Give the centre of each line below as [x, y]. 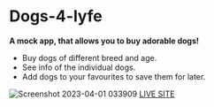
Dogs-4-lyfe [56, 16]
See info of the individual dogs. [79, 67]
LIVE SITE [157, 94]
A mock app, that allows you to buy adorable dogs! [104, 41]
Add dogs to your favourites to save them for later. [114, 76]
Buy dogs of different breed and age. [89, 57]
